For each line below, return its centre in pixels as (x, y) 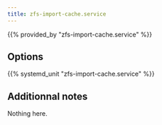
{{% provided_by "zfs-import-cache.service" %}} (80, 34)
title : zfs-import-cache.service (57, 14)
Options (26, 57)
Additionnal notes (48, 96)
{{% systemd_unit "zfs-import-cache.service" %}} (81, 74)
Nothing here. (27, 114)
